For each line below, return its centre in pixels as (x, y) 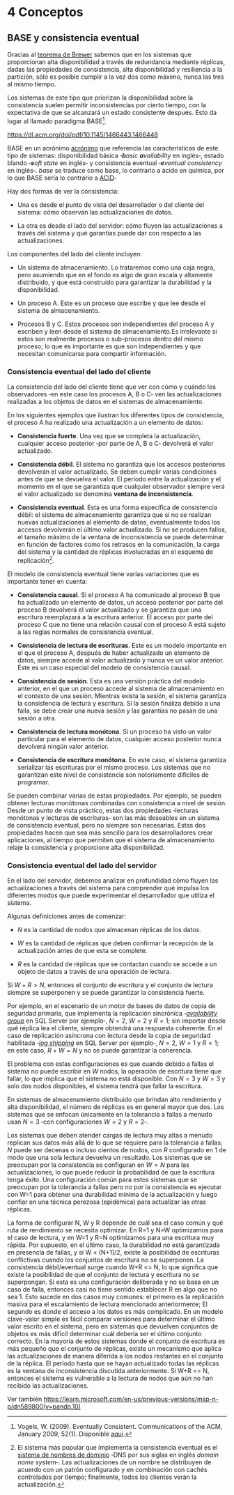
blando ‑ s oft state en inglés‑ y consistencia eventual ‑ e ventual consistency (115, 163)
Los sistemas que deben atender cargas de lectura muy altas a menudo (110, 1135)
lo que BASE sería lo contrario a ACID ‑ (62, 178)
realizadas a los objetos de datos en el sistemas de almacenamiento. (106, 401)
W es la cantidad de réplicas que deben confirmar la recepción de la (115, 943)
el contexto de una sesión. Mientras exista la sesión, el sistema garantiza (122, 696)
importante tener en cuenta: (47, 581)
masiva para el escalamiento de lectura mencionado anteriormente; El (107, 1304)
